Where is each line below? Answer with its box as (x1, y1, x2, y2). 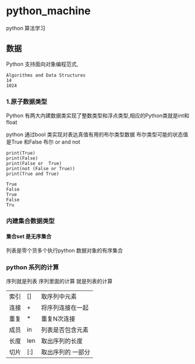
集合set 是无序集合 (6, 232, 52, 240)
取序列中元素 (41, 292, 77, 301)
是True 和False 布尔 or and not (6, 138, 80, 146)
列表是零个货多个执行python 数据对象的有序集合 (6, 247, 123, 254)
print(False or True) (6, 161, 62, 167)
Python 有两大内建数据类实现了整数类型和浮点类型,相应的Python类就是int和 (6, 112, 190, 119)
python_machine (6, 4, 91, 18)
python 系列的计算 (6, 263, 59, 272)
